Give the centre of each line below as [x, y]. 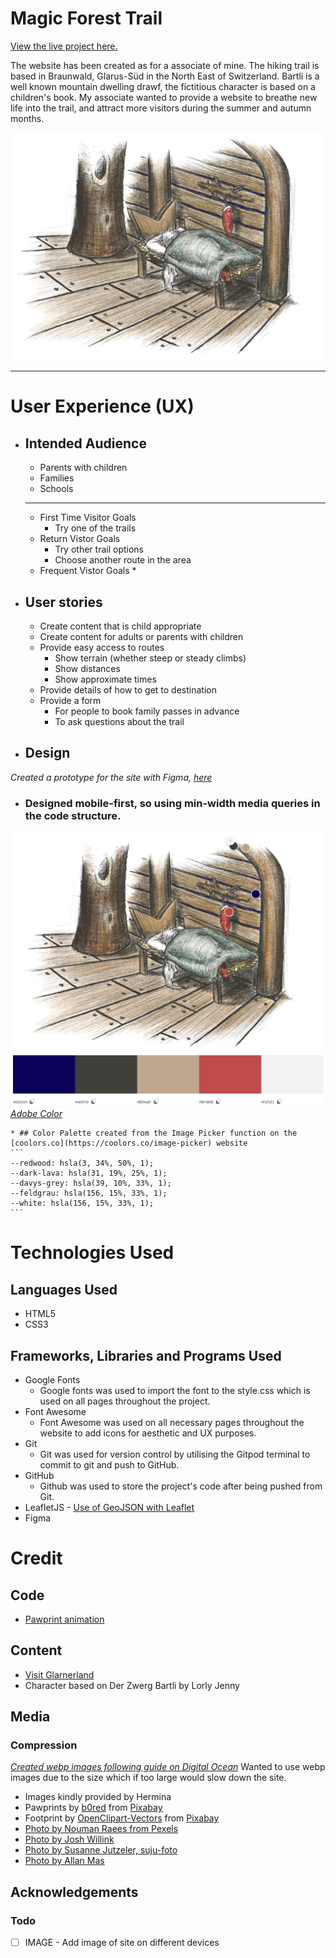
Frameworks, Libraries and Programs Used [146, 1355]
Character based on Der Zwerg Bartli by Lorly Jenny [132, 1685]
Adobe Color [36, 1114]
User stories [63, 602]
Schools [56, 489]
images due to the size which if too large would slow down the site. [148, 1778]
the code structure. [73, 815]
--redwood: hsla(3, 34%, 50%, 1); [82, 1163]
